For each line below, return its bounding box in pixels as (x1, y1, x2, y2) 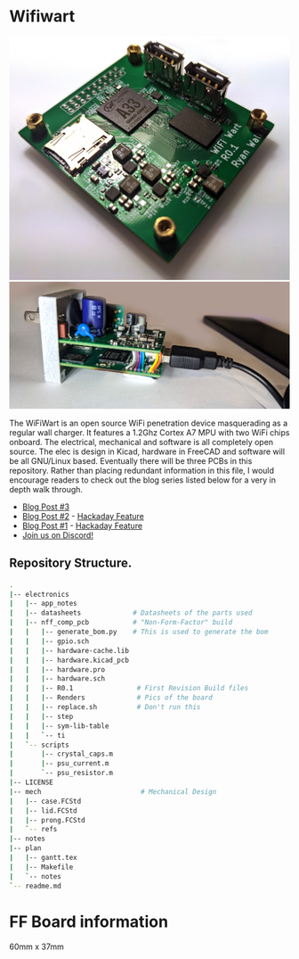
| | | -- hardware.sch (9, 674, 105, 683)
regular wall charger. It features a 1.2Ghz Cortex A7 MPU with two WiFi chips (9, 426, 290, 438)
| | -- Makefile (9, 863, 74, 872)
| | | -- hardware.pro (9, 665, 105, 674)
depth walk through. (9, 484, 83, 494)
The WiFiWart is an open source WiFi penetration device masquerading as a (9, 417, 288, 428)
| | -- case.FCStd (9, 797, 82, 806)
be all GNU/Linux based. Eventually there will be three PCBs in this (9, 455, 253, 466)
